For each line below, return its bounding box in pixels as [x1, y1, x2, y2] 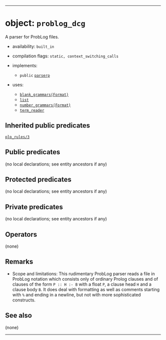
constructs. [12, 297, 36, 303]
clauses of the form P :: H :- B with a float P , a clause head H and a [12, 281, 152, 287]
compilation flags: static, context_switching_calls [12, 53, 119, 59]
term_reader [19, 108, 44, 113]
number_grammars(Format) [19, 102, 71, 108]
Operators [5, 230, 38, 239]
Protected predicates [5, 175, 72, 183]
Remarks [5, 257, 34, 266]
